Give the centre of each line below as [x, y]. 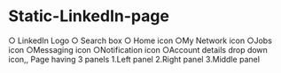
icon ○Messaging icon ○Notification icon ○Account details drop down [138, 49]
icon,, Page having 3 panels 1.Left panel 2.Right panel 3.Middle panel [134, 59]
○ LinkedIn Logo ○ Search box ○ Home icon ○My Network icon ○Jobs [140, 40]
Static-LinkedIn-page [89, 16]
